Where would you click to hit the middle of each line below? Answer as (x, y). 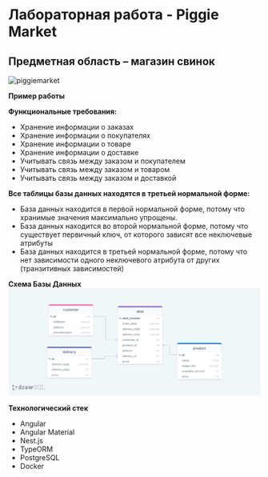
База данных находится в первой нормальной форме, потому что (132, 209)
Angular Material (47, 432)
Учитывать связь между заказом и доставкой (98, 178)
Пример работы (37, 96)
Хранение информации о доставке (79, 152)
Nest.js (32, 441)
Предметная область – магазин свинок (112, 61)
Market (33, 32)
